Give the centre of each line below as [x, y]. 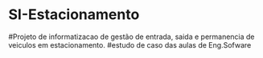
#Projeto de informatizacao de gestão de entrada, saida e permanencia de [131, 37]
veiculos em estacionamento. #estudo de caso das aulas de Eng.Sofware [130, 44]
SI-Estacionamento [74, 15]
